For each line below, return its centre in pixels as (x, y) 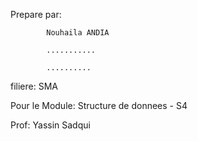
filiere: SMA (34, 86)
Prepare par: (36, 14)
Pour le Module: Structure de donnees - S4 (99, 105)
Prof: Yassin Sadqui (50, 125)
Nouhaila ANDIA (78, 33)
